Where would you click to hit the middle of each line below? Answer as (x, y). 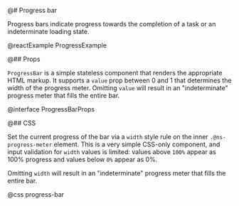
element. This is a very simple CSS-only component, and (137, 144)
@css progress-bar (36, 194)
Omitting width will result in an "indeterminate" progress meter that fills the (117, 173)
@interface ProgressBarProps (51, 109)
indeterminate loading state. (48, 32)
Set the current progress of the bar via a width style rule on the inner (108, 137)
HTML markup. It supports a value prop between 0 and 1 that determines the (119, 80)
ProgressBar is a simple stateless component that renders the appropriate (115, 73)
